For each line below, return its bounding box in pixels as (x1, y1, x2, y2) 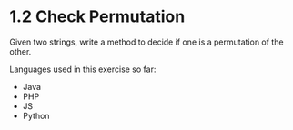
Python (22, 110, 50, 121)
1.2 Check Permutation (9, 6, 186, 27)
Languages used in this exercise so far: (9, 64, 157, 75)
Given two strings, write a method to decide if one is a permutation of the (9, 36, 284, 47)
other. (9, 45, 32, 56)
